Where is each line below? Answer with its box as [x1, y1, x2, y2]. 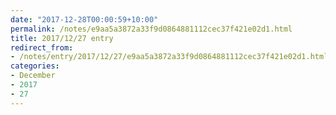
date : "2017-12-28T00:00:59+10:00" [10, 14, 159, 25]
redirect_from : [10, 42, 74, 53]
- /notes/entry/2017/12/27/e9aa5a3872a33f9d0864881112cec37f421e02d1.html [10, 52, 329, 62]
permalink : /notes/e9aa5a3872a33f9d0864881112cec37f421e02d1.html [10, 24, 293, 34]
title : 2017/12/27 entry [10, 33, 114, 43]
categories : [10, 61, 60, 71]
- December [10, 71, 56, 81]
